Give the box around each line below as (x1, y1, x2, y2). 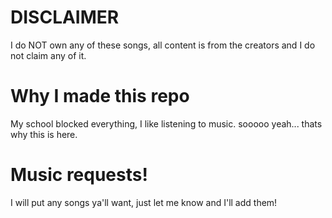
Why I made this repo (10, 85, 190, 108)
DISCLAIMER (10, 6, 120, 29)
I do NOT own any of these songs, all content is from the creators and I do (10, 39, 316, 51)
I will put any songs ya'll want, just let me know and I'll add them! (10, 196, 278, 208)
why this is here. (10, 128, 78, 140)
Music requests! (10, 164, 148, 186)
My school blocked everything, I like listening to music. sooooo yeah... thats (10, 117, 323, 130)
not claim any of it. (10, 49, 87, 61)
